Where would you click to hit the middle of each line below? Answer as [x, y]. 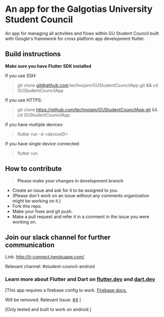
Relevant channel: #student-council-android [50, 267]
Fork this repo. [27, 206]
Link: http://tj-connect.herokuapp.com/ [45, 257]
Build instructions [33, 54]
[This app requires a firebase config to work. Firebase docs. [66, 290]
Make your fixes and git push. [42, 211]
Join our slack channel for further [58, 237]
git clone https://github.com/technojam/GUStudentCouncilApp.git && [87, 109]
